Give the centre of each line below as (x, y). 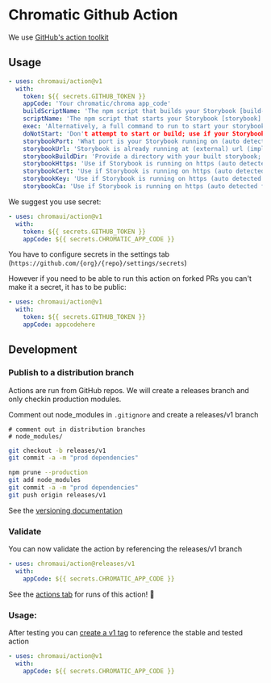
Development (43, 350)
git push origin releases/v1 (57, 495)
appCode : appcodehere (59, 325)
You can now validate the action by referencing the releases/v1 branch (125, 549)
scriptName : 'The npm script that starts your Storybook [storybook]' (144, 119)
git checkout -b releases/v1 (57, 450)
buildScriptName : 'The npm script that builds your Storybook (129, 111)
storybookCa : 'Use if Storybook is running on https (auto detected (140, 186)
